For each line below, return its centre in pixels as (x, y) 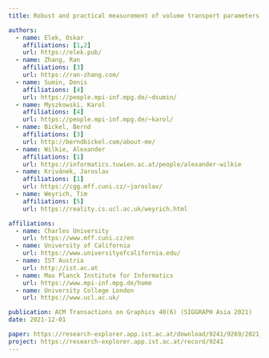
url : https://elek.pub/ (62, 53)
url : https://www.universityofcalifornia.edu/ (102, 253)
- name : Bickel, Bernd (53, 127)
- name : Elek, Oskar (50, 38)
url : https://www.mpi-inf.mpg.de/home (87, 283)
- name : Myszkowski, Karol (60, 105)
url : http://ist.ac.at (60, 268)
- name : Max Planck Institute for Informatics (94, 276)
